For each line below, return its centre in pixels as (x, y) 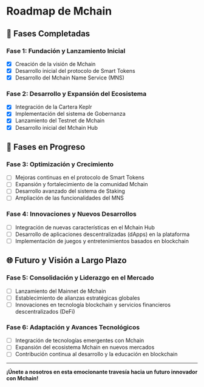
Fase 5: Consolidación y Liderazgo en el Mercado (80, 278)
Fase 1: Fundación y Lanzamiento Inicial (66, 51)
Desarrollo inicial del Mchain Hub (56, 127)
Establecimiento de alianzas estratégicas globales (77, 298)
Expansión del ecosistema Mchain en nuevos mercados (85, 348)
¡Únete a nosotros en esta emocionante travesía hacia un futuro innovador (102, 372)
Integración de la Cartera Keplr (53, 107)
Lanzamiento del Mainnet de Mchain (60, 291)
